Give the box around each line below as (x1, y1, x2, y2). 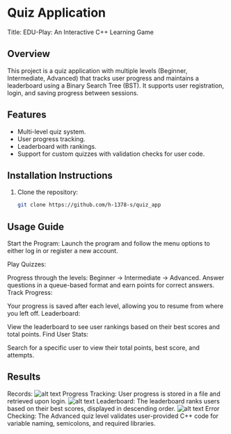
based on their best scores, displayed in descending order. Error (7, 404, 220, 412)
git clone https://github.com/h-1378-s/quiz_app (17, 202, 161, 209)
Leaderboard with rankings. (17, 142, 97, 150)
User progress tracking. (17, 134, 86, 143)
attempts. (7, 351, 35, 360)
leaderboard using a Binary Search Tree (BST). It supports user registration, (7, 81, 225, 90)
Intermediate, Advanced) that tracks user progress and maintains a (7, 74, 200, 82)
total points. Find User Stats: (7, 330, 89, 339)
